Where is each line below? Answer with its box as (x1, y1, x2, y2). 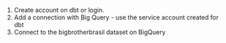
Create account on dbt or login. (13, 6, 105, 14)
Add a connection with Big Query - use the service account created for (13, 13, 219, 21)
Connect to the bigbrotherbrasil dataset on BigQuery (13, 28, 166, 36)
